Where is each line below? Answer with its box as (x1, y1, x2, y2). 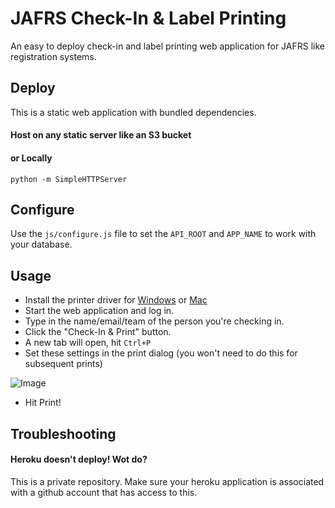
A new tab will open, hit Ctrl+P (24, 337, 152, 349)
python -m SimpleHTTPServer (10, 174, 128, 184)
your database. (10, 238, 73, 251)
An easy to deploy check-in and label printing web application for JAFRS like (10, 40, 326, 52)
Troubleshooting (10, 425, 117, 442)
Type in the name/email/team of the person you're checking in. (24, 315, 285, 327)
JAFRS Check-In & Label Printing (10, 7, 287, 30)
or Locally (10, 152, 53, 164)
